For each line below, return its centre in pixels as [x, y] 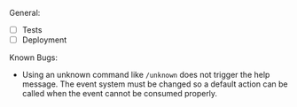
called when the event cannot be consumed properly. [120, 94]
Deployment [44, 40]
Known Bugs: [33, 57]
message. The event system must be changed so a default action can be [155, 84]
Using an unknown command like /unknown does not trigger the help [146, 75]
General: [25, 13]
